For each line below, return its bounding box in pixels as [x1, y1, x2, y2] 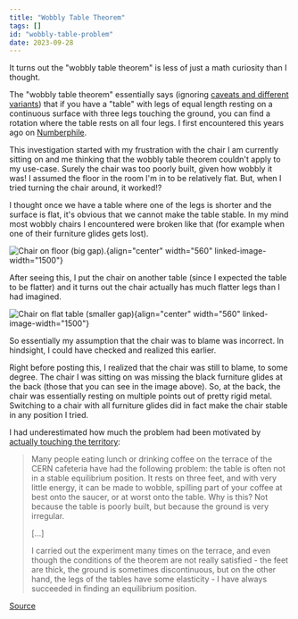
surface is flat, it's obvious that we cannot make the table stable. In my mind [9, 209, 289, 220]
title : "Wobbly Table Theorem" [9, 13, 126, 22]
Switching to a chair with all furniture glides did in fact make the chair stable [9, 400, 288, 411]
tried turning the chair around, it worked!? [9, 182, 162, 193]
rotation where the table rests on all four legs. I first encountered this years [9, 118, 284, 129]
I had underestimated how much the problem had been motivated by [9, 427, 261, 438]
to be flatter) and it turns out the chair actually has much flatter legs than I [9, 282, 281, 293]
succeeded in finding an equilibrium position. [30, 583, 197, 594]
